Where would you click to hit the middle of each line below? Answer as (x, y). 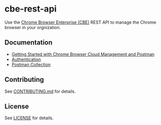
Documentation (29, 43)
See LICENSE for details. (29, 118)
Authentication (26, 59)
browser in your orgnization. (33, 27)
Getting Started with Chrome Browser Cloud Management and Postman (83, 54)
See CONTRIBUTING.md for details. (40, 91)
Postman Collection (31, 64)
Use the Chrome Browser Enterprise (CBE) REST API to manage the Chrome (80, 22)
